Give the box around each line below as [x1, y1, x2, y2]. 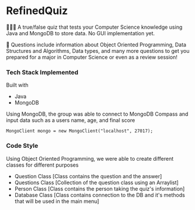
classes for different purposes [6, 161, 79, 168]
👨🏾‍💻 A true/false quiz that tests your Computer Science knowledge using [6, 23, 183, 31]
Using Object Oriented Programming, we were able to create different [6, 155, 174, 162]
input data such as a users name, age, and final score [6, 117, 135, 124]
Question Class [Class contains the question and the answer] [14, 172, 162, 179]
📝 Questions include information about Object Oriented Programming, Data [6, 41, 186, 48]
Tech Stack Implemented [6, 68, 79, 76]
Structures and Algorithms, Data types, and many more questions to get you [6, 47, 190, 54]
